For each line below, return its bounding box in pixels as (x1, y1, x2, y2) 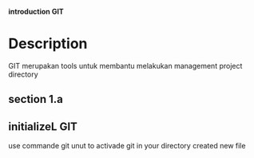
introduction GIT (8, 7, 64, 16)
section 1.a (8, 93, 64, 106)
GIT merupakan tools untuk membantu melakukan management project (8, 61, 243, 70)
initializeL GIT (8, 120, 78, 133)
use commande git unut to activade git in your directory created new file (8, 141, 246, 151)
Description (8, 35, 88, 53)
